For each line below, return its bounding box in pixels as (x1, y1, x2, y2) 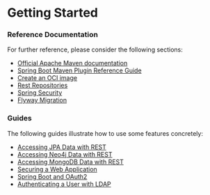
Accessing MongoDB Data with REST (17, 157, 124, 166)
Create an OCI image (17, 74, 78, 82)
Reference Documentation (7, 30, 99, 40)
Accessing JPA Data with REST (17, 143, 106, 151)
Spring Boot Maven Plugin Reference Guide (17, 66, 142, 75)
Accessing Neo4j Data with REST (17, 150, 113, 158)
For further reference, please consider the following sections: (7, 45, 183, 54)
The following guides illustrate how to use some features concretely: (7, 129, 204, 137)
